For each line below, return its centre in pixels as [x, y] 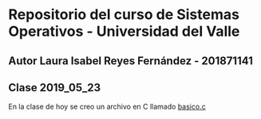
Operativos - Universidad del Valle [124, 31]
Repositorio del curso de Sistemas [124, 15]
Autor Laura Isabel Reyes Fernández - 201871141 [130, 61]
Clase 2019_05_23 [55, 88]
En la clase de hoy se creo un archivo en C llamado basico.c [107, 107]
